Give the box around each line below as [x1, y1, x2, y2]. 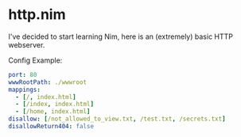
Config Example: [8, 55, 63, 65]
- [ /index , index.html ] [15, 101, 94, 108]
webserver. [8, 40, 45, 49]
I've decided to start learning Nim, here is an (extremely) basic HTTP [8, 32, 233, 41]
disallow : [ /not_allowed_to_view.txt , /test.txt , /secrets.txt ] [8, 115, 226, 124]
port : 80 [8, 70, 37, 78]
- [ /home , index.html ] [15, 108, 91, 116]
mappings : [8, 86, 41, 93]
